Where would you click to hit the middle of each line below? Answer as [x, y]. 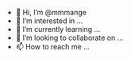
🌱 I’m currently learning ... [58, 29]
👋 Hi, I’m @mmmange [51, 12]
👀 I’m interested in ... [49, 21]
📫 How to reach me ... [52, 47]
